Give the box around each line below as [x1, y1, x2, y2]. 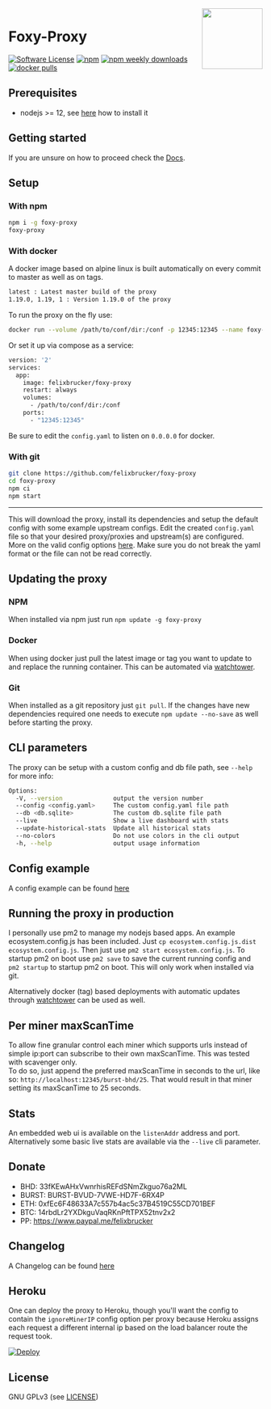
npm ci [8, 484, 31, 493]
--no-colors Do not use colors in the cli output [15, 831, 240, 840]
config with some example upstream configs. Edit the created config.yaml [8, 523, 255, 532]
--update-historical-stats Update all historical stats [15, 824, 211, 832]
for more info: [8, 771, 54, 781]
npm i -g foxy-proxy [8, 218, 78, 227]
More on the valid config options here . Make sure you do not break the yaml [8, 539, 261, 549]
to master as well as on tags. [8, 273, 103, 282]
